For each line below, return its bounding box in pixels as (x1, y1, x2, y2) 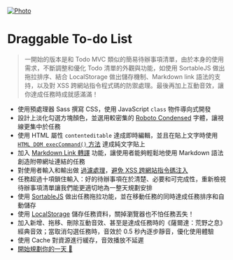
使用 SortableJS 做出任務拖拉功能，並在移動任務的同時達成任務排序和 (17, 192, 219, 201)
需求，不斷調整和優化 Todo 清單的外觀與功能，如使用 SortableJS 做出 (24, 64, 225, 72)
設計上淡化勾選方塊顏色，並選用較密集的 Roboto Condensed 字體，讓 (17, 113, 218, 122)
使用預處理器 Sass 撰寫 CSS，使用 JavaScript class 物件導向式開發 (17, 105, 211, 113)
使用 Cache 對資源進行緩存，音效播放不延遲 (17, 236, 145, 244)
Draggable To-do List (7, 31, 133, 47)
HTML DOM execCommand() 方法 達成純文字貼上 (17, 140, 146, 148)
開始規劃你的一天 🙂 (17, 245, 73, 253)
